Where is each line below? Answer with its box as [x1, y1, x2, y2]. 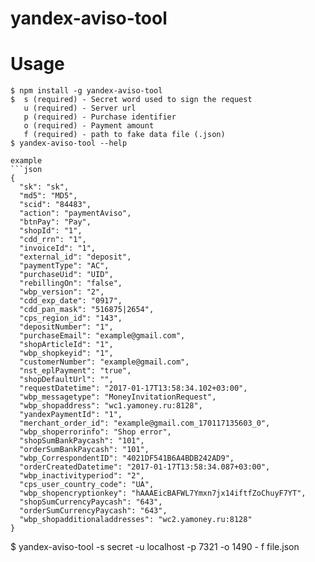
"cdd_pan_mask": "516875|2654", [19, 305, 155, 315]
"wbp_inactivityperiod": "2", [19, 471, 145, 481]
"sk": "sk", [19, 182, 70, 192]
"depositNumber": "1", [19, 322, 114, 332]
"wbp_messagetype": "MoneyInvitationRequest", [19, 392, 217, 402]
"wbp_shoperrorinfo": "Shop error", [19, 427, 172, 437]
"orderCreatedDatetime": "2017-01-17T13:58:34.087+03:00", [19, 462, 271, 472]
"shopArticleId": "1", [19, 340, 114, 350]
